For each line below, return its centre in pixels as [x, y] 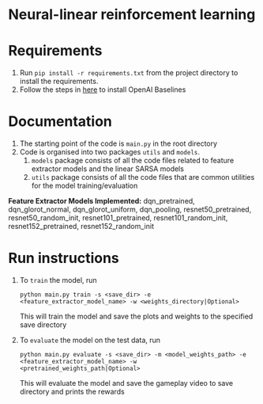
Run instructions [64, 258]
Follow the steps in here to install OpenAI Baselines [103, 90]
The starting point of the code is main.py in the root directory [118, 143]
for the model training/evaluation [85, 186]
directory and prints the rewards [72, 391]
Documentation [60, 122]
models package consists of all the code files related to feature [133, 161]
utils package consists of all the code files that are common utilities [143, 177]
